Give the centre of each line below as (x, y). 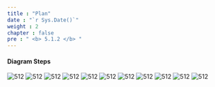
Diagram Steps (29, 61)
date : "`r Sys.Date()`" (43, 20)
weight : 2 (23, 26)
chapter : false (31, 33)
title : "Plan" (29, 13)
